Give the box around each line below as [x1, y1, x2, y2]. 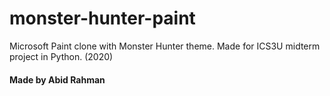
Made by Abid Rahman [9, 73, 106, 86]
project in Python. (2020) [9, 50, 114, 62]
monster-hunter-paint [9, 7, 196, 30]
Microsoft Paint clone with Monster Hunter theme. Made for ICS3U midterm [9, 40, 321, 52]
